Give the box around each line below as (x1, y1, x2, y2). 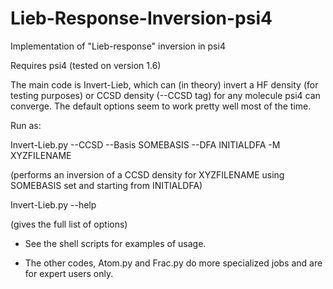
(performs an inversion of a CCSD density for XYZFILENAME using (10, 168, 285, 181)
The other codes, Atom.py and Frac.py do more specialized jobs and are (24, 257, 323, 269)
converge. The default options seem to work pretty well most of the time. (10, 100, 312, 112)
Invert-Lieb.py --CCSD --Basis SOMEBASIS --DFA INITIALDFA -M (10, 138, 281, 151)
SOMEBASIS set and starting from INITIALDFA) (10, 179, 203, 191)
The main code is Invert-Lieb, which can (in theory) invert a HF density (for (10, 78, 319, 91)
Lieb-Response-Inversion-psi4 (10, 7, 273, 30)
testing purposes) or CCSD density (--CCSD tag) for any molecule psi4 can (10, 89, 321, 101)
